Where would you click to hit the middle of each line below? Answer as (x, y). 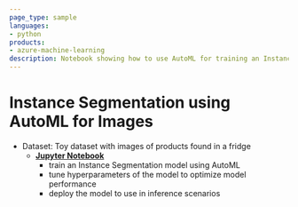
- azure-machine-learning (57, 51)
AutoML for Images (81, 122)
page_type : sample (43, 17)
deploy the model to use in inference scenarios (134, 193)
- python (25, 34)
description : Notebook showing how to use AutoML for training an (134, 59)
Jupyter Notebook (70, 155)
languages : (29, 26)
